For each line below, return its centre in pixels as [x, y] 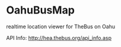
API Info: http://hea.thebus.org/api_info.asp [59, 38]
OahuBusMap [41, 10]
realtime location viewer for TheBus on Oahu [61, 26]
